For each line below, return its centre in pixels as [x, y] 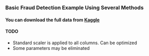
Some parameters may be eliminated [51, 48]
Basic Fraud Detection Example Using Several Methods [74, 8]
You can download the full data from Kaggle [53, 20]
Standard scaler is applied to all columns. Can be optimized [75, 43]
